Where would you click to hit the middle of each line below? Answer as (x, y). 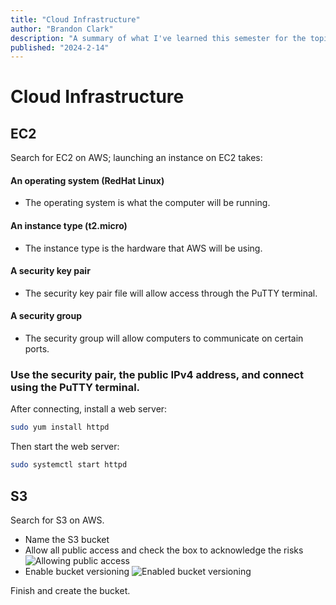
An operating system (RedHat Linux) (87, 180)
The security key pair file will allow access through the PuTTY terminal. (171, 293)
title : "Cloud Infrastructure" (75, 19)
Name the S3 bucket (67, 539)
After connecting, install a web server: (89, 409)
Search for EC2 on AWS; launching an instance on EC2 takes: (136, 158)
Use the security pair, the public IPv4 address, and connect (157, 374)
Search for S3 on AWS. (57, 520)
